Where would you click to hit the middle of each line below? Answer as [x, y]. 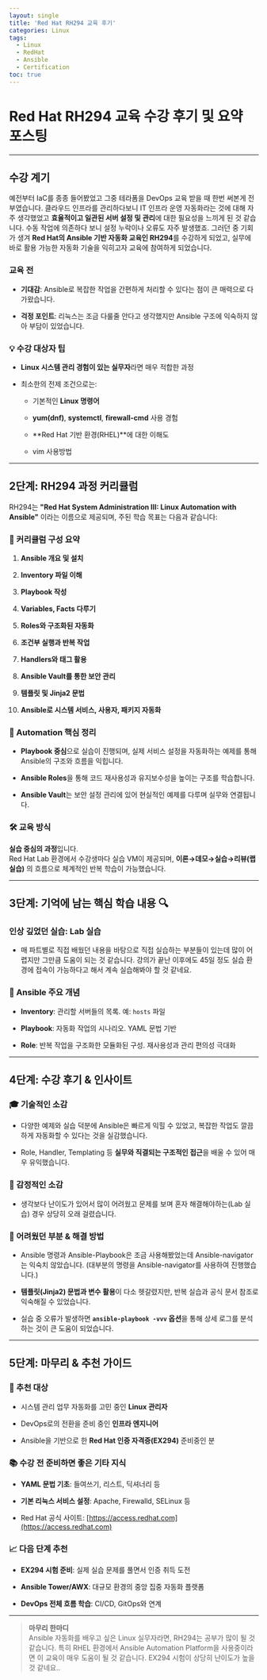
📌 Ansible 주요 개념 [45, 993]
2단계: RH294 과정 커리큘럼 [74, 486]
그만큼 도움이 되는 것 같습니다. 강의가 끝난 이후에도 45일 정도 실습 [143, 960]
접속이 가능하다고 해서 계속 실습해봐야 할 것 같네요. [114, 970]
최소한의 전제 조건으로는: [59, 384]
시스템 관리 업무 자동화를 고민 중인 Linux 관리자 [94, 1406]
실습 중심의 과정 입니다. [44, 848]
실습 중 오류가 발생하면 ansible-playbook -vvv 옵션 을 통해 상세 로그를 [129, 1318]
